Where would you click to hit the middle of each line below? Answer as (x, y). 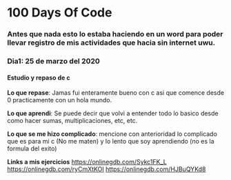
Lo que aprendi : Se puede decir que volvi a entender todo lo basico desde (113, 113)
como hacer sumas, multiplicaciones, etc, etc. (72, 121)
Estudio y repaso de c (39, 78)
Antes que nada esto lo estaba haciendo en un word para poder (115, 34)
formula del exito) (32, 148)
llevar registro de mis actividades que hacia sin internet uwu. (111, 43)
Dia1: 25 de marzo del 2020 (53, 61)
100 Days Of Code (60, 13)
